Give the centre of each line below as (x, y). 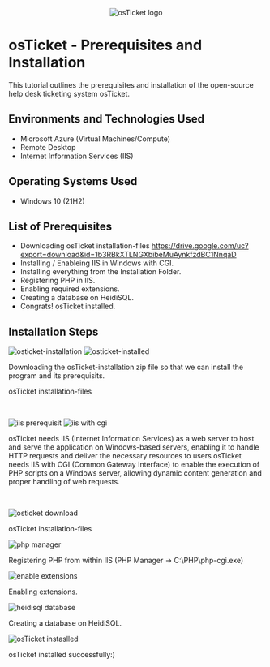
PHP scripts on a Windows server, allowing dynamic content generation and (135, 473)
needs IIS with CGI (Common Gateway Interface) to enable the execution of (134, 465)
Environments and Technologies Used (107, 119)
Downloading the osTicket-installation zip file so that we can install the (126, 367)
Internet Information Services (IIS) (77, 156)
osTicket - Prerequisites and (105, 45)
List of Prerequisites (60, 226)
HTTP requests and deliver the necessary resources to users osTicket (125, 456)
